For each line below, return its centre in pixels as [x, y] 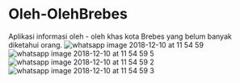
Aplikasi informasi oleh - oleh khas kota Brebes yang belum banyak [120, 36]
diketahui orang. [36, 44]
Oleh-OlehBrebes [68, 14]
